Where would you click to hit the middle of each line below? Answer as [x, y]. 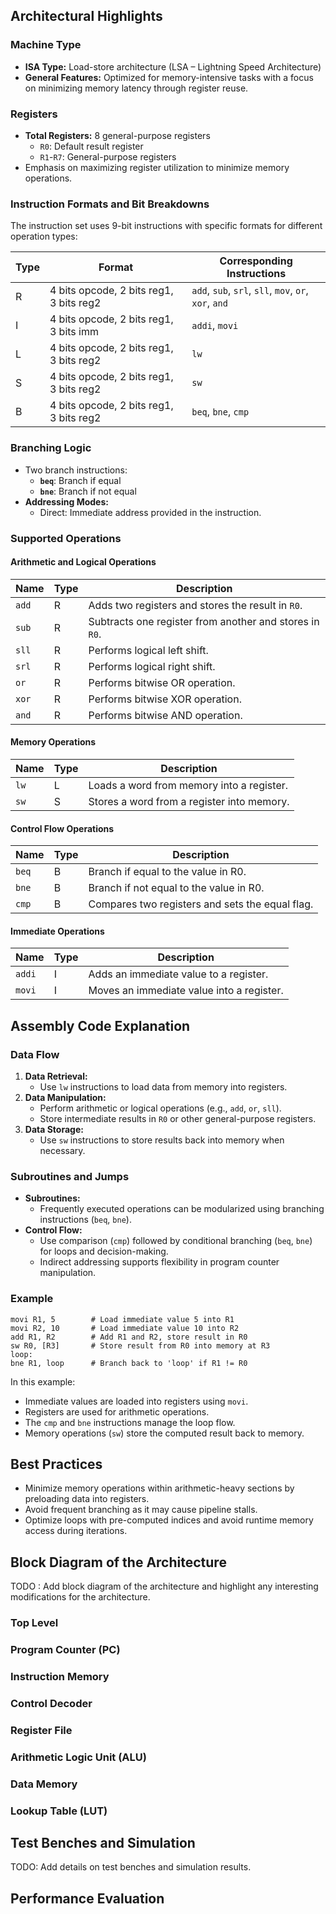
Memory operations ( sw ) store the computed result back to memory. [164, 1433]
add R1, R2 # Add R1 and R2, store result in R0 [129, 1337]
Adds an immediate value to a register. [178, 974]
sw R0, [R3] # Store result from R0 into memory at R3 [140, 1345]
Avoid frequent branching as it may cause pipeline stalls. [141, 1510]
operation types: [44, 236]
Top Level [34, 1623]
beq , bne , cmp [220, 412]
